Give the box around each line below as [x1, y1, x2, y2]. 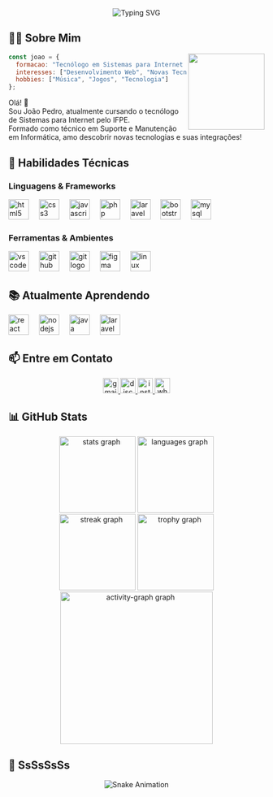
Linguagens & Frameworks [8, 180, 116, 192]
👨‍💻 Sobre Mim [8, 32, 81, 45]
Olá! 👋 [8, 97, 29, 108]
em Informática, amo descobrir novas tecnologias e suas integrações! [8, 132, 242, 142]
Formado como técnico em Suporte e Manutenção [8, 123, 177, 133]
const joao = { [8, 53, 60, 61]
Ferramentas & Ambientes [8, 232, 114, 243]
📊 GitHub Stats [8, 410, 88, 424]
